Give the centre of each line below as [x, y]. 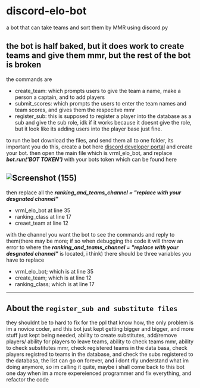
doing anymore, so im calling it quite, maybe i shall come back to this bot [95, 367]
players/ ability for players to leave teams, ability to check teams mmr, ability [100, 342]
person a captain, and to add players [60, 97]
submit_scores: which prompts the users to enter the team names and [100, 103]
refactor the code [28, 380]
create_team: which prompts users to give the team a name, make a [98, 91]
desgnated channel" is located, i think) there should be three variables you [99, 253]
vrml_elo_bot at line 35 [42, 210]
